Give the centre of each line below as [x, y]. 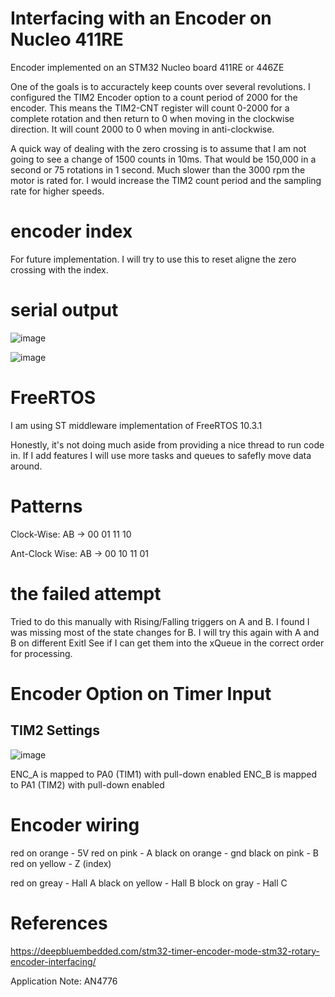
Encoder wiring [75, 824]
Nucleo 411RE [67, 39]
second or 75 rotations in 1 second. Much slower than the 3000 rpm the [158, 169]
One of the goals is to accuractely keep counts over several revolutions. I [160, 86]
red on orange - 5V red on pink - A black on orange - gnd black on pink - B [164, 853]
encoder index [71, 231]
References [59, 923]
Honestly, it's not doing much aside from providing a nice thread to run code [167, 444]
